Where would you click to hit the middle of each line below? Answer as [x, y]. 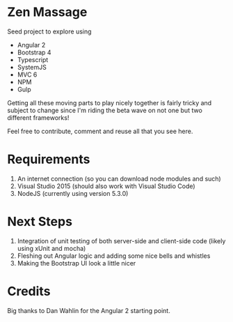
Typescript [33, 59]
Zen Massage [47, 12]
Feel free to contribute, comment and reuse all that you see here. [100, 131]
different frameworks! [38, 117]
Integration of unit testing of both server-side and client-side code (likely [121, 240]
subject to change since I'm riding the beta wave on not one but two [105, 110]
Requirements [49, 159]
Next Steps [40, 222]
